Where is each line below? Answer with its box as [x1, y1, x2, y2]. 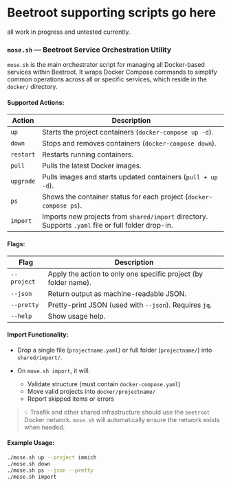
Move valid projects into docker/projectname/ [27, 387, 156, 395]
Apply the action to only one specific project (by [47, 269, 203, 279]
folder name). [47, 277, 91, 287]
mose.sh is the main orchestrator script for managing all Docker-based [7, 61, 205, 69]
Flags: [7, 240, 25, 248]
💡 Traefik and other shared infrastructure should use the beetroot [23, 408, 210, 416]
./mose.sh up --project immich [7, 454, 97, 461]
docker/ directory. [7, 83, 58, 91]
